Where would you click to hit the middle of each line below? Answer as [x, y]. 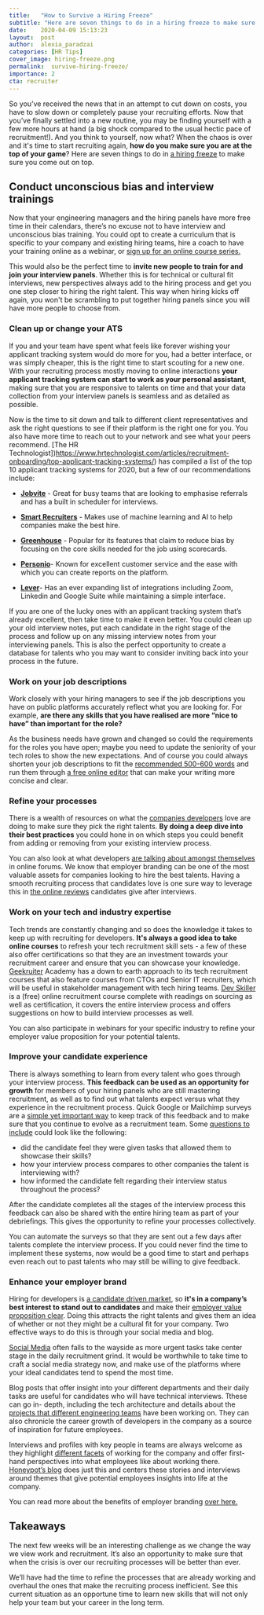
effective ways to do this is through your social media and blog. [112, 1332]
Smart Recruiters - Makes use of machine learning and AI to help [126, 516]
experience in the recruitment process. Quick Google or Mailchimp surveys [130, 1107]
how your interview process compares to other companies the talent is [135, 1164]
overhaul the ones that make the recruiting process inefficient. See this [124, 1585]
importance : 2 [32, 74]
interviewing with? [50, 1173]
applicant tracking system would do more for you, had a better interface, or [130, 354]
